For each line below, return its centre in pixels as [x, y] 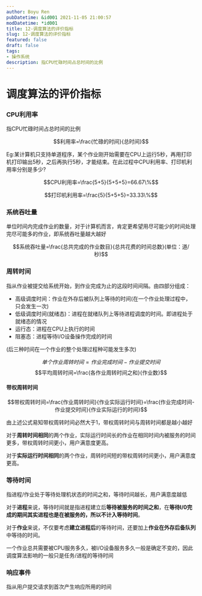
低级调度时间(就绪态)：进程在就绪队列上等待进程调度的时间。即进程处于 [104, 314]
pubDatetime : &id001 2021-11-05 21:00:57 [59, 17]
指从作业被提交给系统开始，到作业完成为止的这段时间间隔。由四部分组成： [98, 286]
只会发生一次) [32, 306]
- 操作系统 [18, 57]
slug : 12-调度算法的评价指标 [38, 34]
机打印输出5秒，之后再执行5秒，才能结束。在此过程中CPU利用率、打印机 [97, 162]
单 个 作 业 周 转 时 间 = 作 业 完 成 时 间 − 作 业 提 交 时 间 [101, 362]
